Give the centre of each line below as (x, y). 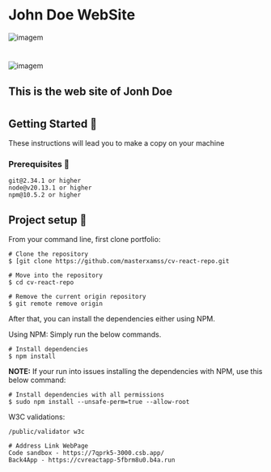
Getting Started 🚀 (53, 123)
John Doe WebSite (72, 15)
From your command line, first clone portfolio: (85, 240)
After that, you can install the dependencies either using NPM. (112, 319)
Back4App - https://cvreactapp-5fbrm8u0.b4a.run (92, 460)
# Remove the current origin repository (78, 297)
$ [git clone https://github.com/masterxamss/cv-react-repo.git (119, 262)
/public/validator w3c (47, 432)
